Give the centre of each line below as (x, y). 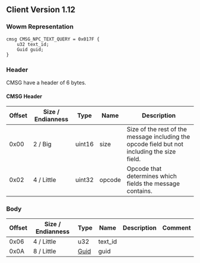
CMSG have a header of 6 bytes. (46, 82)
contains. (140, 191)
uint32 (85, 180)
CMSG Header (24, 96)
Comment (176, 228)
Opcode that (144, 169)
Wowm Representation (40, 27)
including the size (151, 152)
